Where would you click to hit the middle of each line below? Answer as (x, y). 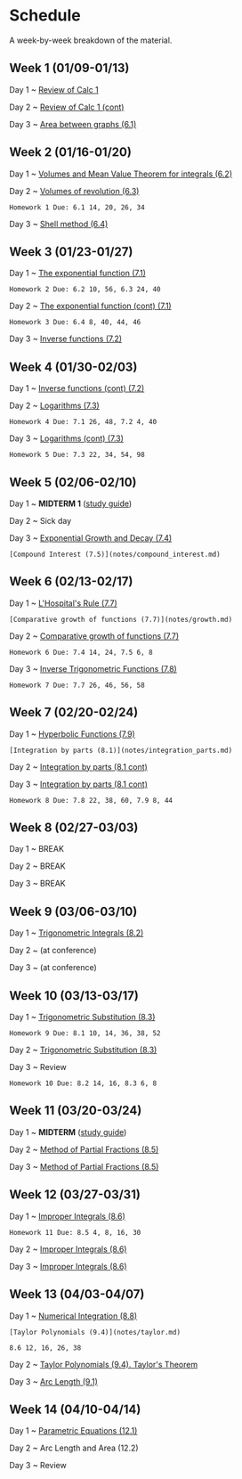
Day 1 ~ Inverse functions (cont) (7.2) (77, 388)
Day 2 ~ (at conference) (53, 951)
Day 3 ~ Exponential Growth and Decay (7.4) (91, 538)
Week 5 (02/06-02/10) (73, 482)
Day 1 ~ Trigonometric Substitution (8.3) (82, 1017)
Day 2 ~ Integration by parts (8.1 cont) (79, 766)
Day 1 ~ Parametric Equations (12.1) (73, 1431)
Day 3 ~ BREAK (38, 884)
